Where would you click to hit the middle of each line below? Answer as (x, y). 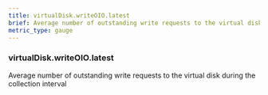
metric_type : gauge (41, 30)
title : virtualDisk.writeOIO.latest (69, 15)
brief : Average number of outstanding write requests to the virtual (126, 23)
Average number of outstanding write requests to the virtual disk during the (132, 75)
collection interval (37, 83)
